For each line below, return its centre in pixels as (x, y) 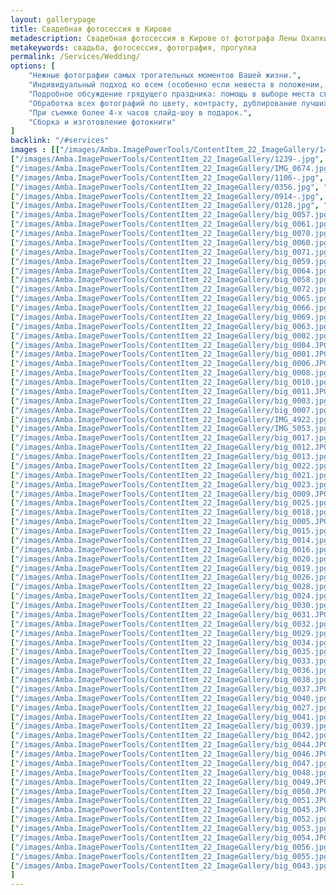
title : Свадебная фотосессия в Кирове (91, 29)
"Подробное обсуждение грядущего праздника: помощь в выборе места (171, 94)
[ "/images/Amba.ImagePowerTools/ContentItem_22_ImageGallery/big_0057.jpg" (171, 215)
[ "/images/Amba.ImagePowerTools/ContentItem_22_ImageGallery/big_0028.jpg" (171, 587)
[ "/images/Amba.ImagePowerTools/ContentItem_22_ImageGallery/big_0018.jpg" (171, 512)
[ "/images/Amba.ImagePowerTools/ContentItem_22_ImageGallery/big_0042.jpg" (171, 736)
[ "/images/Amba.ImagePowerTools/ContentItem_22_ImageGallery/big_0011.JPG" (171, 391)
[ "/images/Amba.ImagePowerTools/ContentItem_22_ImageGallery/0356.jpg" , (165, 187)
